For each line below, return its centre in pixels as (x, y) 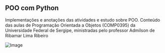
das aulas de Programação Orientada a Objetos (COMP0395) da (70, 25)
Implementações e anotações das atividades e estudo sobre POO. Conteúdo (82, 20)
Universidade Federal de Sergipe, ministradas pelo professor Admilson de (80, 30)
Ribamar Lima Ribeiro (27, 35)
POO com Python (32, 8)
